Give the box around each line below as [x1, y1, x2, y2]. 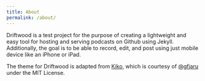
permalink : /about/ [6, 15, 56, 21]
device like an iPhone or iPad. [6, 51, 81, 58]
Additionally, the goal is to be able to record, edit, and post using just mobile [6, 44, 198, 52]
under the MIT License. [6, 69, 66, 76]
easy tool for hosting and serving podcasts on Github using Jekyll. [6, 38, 174, 45]
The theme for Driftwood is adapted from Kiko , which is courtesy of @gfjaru [6, 62, 198, 70]
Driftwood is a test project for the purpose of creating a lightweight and [6, 31, 187, 38]
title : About [6, 9, 40, 15]
